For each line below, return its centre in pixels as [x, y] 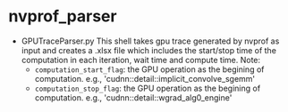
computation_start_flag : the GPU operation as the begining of [149, 69]
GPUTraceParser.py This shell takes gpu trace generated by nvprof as [150, 41]
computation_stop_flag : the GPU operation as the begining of [148, 88]
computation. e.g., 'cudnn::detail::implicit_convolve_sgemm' [145, 78]
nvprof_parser [63, 16]
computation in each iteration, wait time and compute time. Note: [141, 60]
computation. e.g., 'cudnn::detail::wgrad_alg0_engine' [133, 97]
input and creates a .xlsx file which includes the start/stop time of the [148, 50]
